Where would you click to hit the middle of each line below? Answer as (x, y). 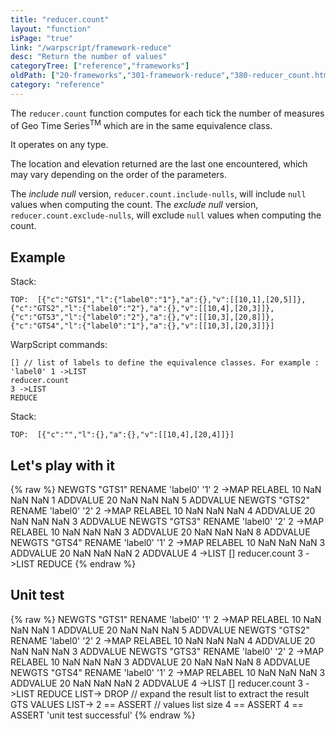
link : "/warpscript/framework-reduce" (91, 47)
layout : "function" (51, 29)
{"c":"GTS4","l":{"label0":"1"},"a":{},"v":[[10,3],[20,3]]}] (142, 326)
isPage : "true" (42, 38)
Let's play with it (62, 465)
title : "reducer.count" (60, 19)
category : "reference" (57, 85)
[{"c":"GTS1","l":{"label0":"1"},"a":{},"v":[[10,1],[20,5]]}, (171, 300)
